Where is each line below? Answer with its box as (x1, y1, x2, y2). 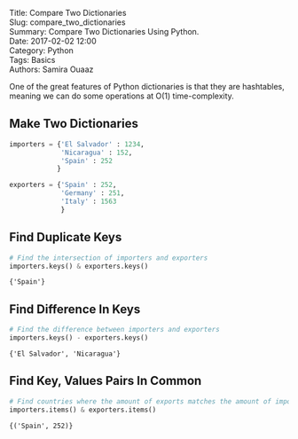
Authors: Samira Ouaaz (9, 64, 94, 74)
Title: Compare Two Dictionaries (9, 8, 127, 18)
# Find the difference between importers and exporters (9, 325, 220, 334)
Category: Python (9, 45, 74, 56)
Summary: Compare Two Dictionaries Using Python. (9, 27, 200, 36)
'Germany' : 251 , (60, 189, 125, 198)
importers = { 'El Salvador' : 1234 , (9, 139, 145, 149)
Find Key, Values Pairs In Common (9, 373, 202, 388)
